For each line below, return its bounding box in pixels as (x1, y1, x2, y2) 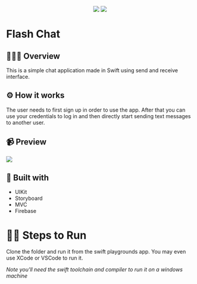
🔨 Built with (6, 173, 49, 183)
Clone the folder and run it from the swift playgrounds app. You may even (6, 248, 186, 255)
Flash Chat (6, 27, 61, 41)
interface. (6, 73, 30, 80)
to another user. (6, 119, 45, 126)
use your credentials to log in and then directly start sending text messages (6, 112, 191, 119)
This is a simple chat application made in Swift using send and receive (6, 67, 179, 74)
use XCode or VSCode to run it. (6, 254, 83, 262)
